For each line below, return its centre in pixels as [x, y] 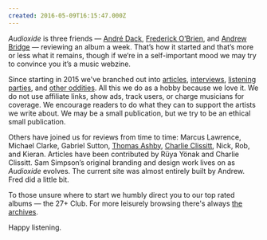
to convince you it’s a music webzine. [70, 64]
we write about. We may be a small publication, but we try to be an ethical [130, 113]
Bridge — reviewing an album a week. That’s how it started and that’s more [131, 47]
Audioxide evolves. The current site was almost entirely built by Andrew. [127, 171]
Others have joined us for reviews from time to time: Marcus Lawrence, [125, 137]
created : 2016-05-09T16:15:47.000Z [67, 16]
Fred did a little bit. [39, 179]
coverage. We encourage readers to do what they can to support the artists [132, 104]
